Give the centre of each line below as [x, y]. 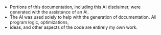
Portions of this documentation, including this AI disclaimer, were [75, 7]
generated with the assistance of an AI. [49, 12]
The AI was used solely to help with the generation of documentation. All [83, 17]
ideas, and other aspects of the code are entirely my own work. [74, 27]
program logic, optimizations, [39, 22]
